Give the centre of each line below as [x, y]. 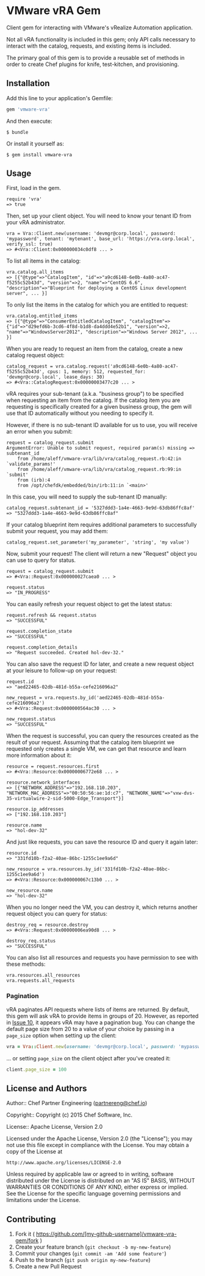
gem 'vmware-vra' [28, 109]
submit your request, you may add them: [57, 531]
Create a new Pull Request [49, 1267]
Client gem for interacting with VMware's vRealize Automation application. [100, 27]
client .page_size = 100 [37, 1070]
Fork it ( [25, 1234]
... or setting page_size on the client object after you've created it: [88, 1058]
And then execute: [29, 121]
